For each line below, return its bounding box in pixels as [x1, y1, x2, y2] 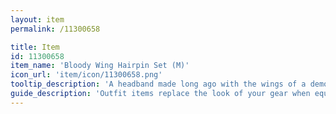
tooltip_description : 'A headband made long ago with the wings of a [10, 79, 307, 90]
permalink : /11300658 [10, 24, 101, 34]
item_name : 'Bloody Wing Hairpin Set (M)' [10, 61, 190, 71]
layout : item [10, 14, 65, 25]
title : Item [10, 42, 60, 52]
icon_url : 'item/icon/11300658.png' [10, 70, 163, 80]
